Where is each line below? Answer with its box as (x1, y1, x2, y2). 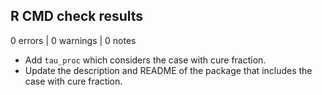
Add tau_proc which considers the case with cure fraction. (24, 54, 267, 66)
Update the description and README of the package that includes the (24, 64, 313, 76)
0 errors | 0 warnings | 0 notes (10, 34, 137, 46)
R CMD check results (10, 8, 144, 25)
